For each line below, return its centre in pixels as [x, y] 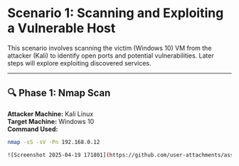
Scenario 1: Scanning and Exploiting [116, 13]
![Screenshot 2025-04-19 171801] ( [59, 155]
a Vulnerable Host [62, 28]
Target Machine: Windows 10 [51, 121]
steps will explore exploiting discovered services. [79, 63]
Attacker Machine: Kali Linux [51, 114]
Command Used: [33, 129]
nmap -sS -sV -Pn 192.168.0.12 [54, 142]
